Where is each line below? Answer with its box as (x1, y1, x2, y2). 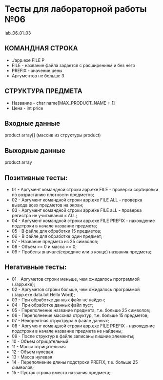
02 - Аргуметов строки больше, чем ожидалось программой (11, 286, 140, 292)
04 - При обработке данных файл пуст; (11, 302, 94, 308)
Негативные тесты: (4, 263, 67, 271)
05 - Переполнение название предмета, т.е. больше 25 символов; (11, 307, 151, 313)
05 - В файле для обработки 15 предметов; (11, 228, 102, 234)
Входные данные (4, 119, 61, 128)
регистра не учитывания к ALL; (11, 213, 78, 218)
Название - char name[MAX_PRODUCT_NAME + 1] (11, 100, 115, 106)
